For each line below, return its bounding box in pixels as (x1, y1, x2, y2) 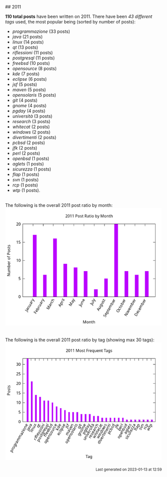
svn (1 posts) (12, 177, 39, 182)
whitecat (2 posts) (12, 124, 50, 130)
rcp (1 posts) (12, 182, 38, 188)
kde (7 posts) (12, 71, 40, 77)
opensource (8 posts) (12, 66, 57, 71)
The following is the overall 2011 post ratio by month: (5, 202, 113, 208)
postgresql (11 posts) (12, 55, 55, 61)
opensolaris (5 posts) (12, 92, 56, 98)
